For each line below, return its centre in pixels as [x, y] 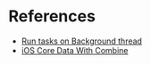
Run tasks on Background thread [81, 41]
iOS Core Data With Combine [75, 50]
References [52, 16]
